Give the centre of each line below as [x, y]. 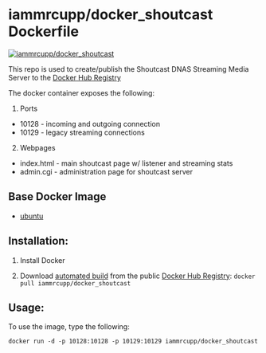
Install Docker [42, 260]
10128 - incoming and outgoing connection [90, 124]
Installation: [39, 241]
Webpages [37, 147]
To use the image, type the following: [69, 327]
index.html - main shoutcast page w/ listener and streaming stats [126, 163]
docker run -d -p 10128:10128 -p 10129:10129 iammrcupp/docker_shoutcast [133, 341]
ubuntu [31, 216]
